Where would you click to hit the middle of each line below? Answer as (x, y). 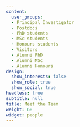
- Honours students (35, 44)
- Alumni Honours (32, 66)
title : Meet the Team (32, 104)
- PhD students (30, 33)
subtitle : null (25, 98)
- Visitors (25, 50)
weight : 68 (19, 109)
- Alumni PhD (27, 55)
